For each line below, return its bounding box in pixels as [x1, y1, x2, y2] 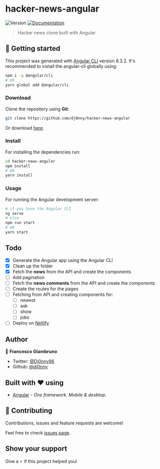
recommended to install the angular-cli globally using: [5, 63, 117, 69]
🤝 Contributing [5, 406, 53, 415]
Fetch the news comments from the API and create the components [12, 280, 155, 286]
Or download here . [5, 125, 45, 131]
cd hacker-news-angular [5, 159, 56, 164]
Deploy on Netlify [12, 320, 49, 326]
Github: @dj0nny [12, 364, 48, 370]
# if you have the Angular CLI [5, 206, 71, 211]
